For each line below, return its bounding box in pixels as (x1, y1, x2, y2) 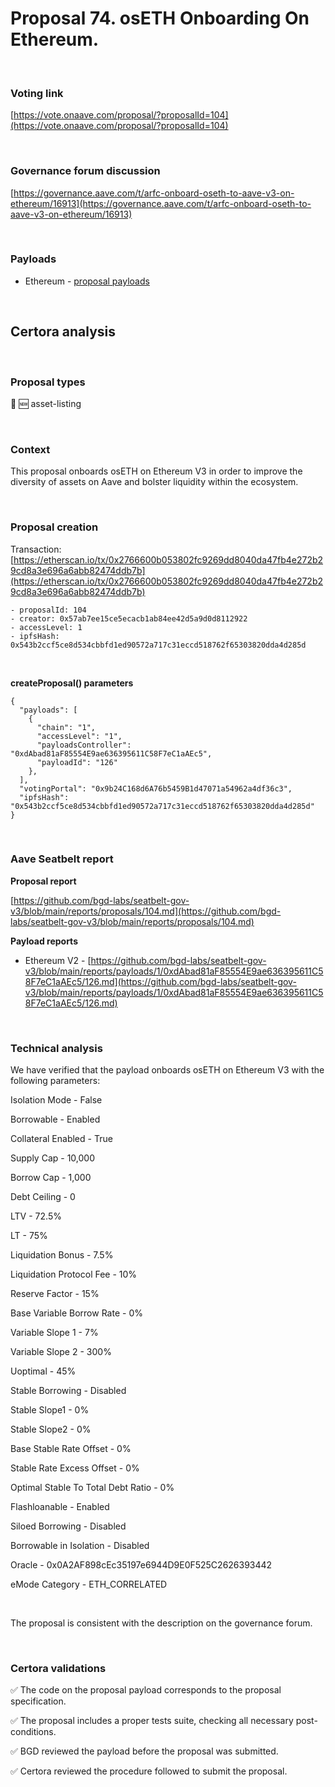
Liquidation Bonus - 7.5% (10, 1249, 114, 1261)
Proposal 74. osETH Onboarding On (10, 7, 310, 30)
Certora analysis (10, 323, 117, 341)
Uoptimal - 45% (10, 1365, 77, 1377)
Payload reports (10, 935, 78, 947)
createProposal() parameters (10, 677, 134, 689)
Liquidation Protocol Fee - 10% (10, 1268, 138, 1281)
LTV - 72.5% (10, 1210, 62, 1222)
